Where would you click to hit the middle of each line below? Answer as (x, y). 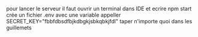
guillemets (19, 27)
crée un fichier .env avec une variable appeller (64, 15)
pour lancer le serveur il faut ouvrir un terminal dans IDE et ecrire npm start (99, 9)
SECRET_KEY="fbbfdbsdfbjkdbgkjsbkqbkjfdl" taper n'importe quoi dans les (99, 21)
